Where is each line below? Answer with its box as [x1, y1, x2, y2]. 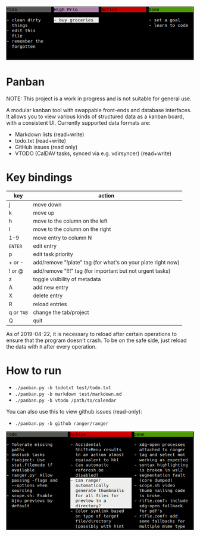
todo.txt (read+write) [14, 137, 67, 144]
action [98, 192, 115, 199]
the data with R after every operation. [6, 343, 97, 350]
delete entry [33, 292, 63, 299]
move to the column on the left [33, 217, 108, 224]
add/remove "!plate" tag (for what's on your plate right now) [33, 259, 180, 266]
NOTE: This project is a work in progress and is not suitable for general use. [6, 95, 192, 102]
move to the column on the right [33, 226, 111, 233]
